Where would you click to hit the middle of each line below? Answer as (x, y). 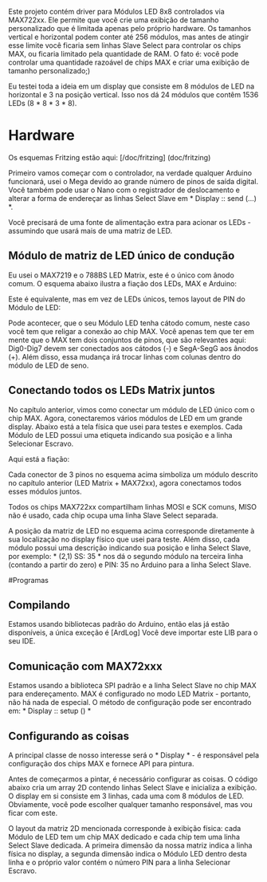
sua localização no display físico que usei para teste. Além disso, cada (124, 539)
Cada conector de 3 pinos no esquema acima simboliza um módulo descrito (133, 474)
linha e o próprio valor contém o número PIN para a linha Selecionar (120, 862)
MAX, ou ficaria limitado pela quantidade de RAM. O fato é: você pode (124, 54)
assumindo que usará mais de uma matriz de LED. (90, 230)
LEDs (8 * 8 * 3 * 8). (43, 103)
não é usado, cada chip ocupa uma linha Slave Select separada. (113, 515)
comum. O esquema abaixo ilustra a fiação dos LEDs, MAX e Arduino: (123, 283)
